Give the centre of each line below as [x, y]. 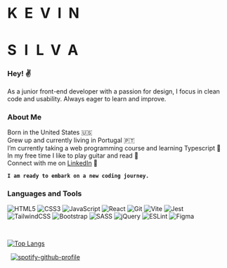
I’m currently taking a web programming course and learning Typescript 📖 [114, 148]
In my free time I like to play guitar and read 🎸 [73, 155]
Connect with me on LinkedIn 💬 [53, 163]
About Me [25, 117]
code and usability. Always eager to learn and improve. [87, 98]
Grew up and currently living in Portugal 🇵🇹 [71, 140]
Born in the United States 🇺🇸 [50, 132]
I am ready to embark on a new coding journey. [78, 176]
